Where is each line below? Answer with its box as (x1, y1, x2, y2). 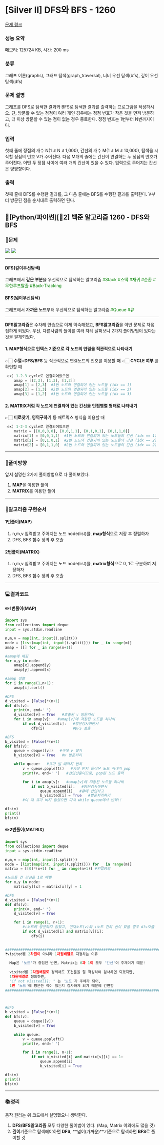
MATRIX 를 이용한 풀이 (12, 488, 56, 493)
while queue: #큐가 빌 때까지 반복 (14, 762, 82, 767)
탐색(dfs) (5, 79, 23, 84)
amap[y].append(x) (14, 667, 51, 673)
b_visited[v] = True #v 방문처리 (14, 753, 82, 758)
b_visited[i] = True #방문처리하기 (40, 793, 111, 798)
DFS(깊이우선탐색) (5, 265, 41, 271)
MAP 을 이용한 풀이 (12, 482, 49, 488)
